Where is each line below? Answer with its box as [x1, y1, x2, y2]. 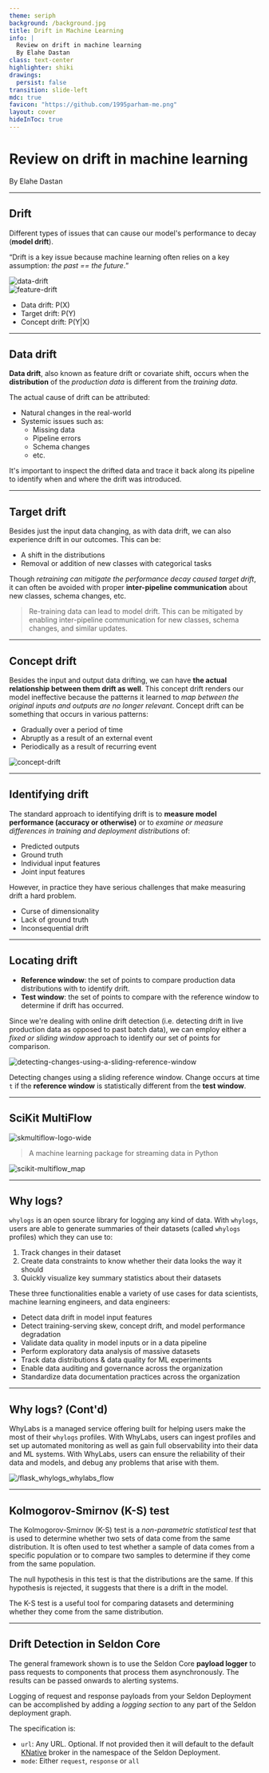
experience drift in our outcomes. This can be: [9, 535, 161, 544]
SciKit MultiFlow [9, 1111, 93, 1126]
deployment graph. [9, 1708, 72, 1717]
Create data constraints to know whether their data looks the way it [20, 1257, 242, 1266]
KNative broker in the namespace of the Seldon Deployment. [20, 1747, 220, 1757]
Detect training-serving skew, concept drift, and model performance [20, 1321, 246, 1331]
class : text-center [9, 57, 74, 65]
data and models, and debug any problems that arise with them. [9, 1458, 220, 1467]
